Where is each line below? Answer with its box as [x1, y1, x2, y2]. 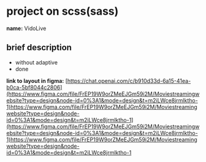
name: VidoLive [6, 25, 47, 32]
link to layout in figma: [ [6, 77, 68, 84]
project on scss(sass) [6, 4, 119, 18]
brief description [6, 42, 72, 53]
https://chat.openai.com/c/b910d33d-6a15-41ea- [67, 77, 191, 84]
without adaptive [15, 58, 58, 66]
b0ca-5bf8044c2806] [6, 83, 63, 91]
